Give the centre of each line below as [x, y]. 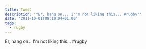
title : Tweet [18, 9]
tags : [11, 23]
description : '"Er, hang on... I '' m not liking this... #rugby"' [73, 14]
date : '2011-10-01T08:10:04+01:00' [42, 18]
